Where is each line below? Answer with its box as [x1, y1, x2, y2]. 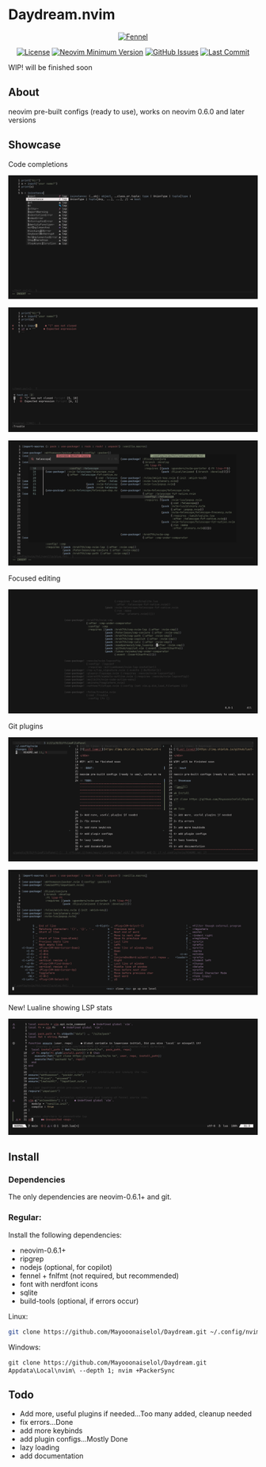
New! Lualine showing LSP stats [8, 1002, 113, 1012]
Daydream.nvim [8, 6, 116, 24]
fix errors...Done [19, 1418, 74, 1427]
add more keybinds [19, 1426, 83, 1435]
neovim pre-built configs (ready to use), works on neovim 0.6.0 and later [8, 106, 245, 116]
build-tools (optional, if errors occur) [19, 1296, 139, 1306]
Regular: [8, 1212, 42, 1223]
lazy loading [19, 1443, 60, 1453]
